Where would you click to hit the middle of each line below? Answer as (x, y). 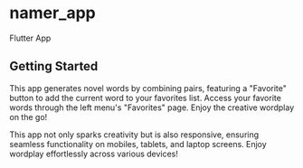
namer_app (53, 13)
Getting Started (54, 66)
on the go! (28, 117)
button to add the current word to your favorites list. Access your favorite (146, 98)
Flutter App (30, 38)
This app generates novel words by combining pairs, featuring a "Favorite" (148, 88)
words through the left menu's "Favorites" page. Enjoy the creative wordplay (152, 107)
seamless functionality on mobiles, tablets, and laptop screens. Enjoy (138, 144)
